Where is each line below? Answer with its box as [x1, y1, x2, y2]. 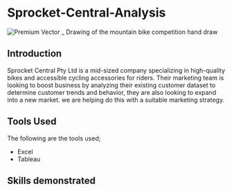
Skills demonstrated [7, 174, 96, 186]
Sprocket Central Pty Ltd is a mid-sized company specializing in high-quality [7, 66, 226, 74]
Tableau [17, 154, 41, 163]
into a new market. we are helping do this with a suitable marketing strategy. [7, 95, 225, 104]
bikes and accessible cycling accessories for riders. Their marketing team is [7, 73, 224, 82]
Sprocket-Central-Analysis [7, 5, 166, 21]
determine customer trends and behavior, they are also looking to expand [7, 88, 217, 96]
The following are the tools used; [7, 134, 101, 143]
